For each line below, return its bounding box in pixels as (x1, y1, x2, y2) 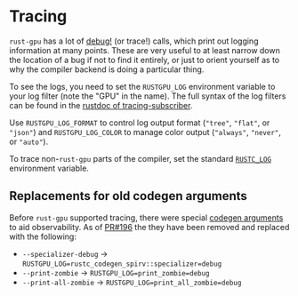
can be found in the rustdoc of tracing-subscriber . (9, 100, 193, 110)
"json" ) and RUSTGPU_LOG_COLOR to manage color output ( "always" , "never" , (9, 126, 282, 137)
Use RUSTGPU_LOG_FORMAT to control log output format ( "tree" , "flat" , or (9, 117, 270, 128)
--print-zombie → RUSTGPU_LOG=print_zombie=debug (21, 267, 211, 277)
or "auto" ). (9, 136, 49, 147)
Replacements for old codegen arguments (9, 188, 247, 204)
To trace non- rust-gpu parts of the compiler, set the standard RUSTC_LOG (9, 153, 272, 164)
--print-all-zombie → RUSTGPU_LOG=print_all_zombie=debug (21, 276, 242, 287)
